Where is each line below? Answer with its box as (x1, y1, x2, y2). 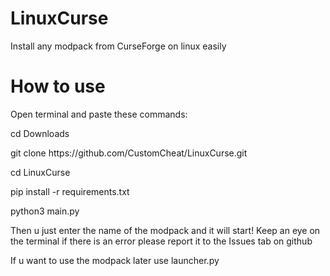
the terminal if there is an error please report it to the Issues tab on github (10, 235, 313, 247)
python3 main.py (10, 205, 80, 217)
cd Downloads (10, 127, 70, 139)
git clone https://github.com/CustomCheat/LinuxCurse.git (10, 147, 248, 159)
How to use (10, 75, 106, 98)
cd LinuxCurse (10, 166, 71, 178)
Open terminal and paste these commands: (10, 108, 188, 120)
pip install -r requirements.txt (10, 185, 130, 197)
